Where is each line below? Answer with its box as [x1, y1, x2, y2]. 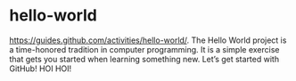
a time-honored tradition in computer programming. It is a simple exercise [9, 44, 280, 54]
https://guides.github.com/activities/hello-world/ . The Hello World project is [9, 35, 287, 45]
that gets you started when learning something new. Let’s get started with [9, 53, 279, 64]
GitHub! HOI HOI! [9, 63, 72, 74]
